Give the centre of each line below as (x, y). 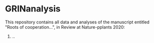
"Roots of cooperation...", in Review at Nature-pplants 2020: (65, 27)
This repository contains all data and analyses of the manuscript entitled (77, 22)
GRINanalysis (33, 9)
